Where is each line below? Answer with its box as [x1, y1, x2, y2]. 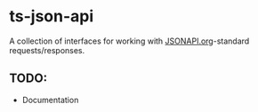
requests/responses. [9, 44, 85, 55]
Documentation [21, 94, 79, 105]
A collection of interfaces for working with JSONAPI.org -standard [9, 36, 250, 46]
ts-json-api [9, 6, 94, 27]
